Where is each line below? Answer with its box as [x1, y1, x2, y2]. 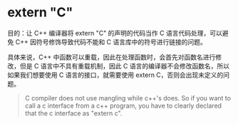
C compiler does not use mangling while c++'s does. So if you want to [24, 93, 232, 102]
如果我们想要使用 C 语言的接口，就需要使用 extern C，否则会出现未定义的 [7, 71, 224, 79]
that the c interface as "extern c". [24, 108, 123, 118]
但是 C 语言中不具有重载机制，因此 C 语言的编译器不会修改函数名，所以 [19, 61, 230, 70]
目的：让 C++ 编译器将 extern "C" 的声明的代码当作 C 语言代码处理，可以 [7, 29, 222, 37]
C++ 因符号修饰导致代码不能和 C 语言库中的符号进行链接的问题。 [15, 37, 207, 46]
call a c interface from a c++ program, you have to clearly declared [24, 101, 222, 110]
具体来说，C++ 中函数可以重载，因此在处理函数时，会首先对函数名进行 [7, 53, 216, 61]
